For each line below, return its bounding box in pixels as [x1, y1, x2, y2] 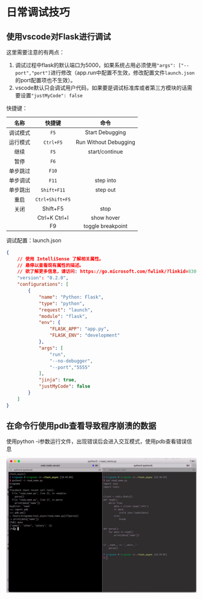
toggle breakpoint [83, 222, 128, 230]
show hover [91, 214, 120, 221]
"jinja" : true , [38, 377, 77, 383]
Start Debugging [85, 129, 126, 136]
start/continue [88, 147, 123, 155]
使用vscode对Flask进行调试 [6, 31, 111, 42]
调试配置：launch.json [6, 236, 62, 244]
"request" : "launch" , [38, 306, 94, 313]
